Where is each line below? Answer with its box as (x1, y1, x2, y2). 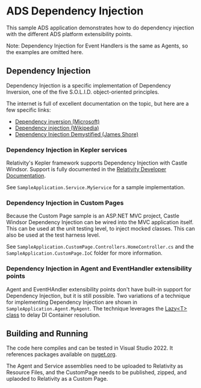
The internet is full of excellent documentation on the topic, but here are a (6, 100, 189, 107)
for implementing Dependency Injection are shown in (6, 299, 137, 306)
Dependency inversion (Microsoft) (14, 118, 100, 125)
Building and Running (6, 329, 88, 339)
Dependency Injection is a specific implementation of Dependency (6, 82, 172, 89)
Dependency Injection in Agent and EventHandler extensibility (6, 264, 193, 273)
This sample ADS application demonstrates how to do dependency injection (6, 24, 194, 31)
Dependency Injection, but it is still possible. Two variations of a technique (6, 292, 191, 299)
